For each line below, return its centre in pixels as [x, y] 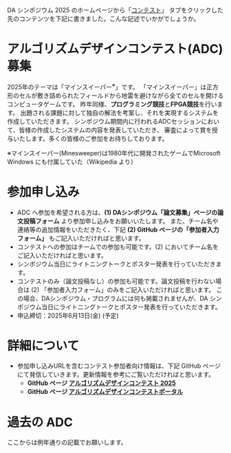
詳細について [43, 345]
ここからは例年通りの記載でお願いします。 [67, 443]
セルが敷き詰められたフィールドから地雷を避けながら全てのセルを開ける [121, 96]
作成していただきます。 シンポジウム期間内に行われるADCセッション [104, 121]
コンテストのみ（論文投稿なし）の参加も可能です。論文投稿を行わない [116, 281]
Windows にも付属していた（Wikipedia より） [72, 162]
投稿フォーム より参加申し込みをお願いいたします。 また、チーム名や [121, 221]
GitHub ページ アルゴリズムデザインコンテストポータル [105, 392]
